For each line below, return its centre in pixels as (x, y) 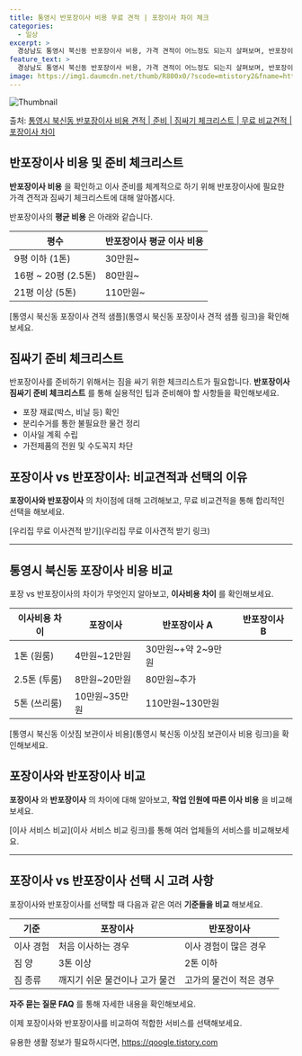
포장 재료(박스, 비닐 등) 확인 (71, 412)
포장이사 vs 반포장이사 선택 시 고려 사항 (111, 881)
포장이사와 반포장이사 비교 (77, 776)
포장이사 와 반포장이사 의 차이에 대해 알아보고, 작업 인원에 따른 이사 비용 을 (139, 799)
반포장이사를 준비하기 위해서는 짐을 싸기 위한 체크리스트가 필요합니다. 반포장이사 (150, 382)
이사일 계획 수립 (50, 435)
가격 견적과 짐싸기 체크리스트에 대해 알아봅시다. (92, 197)
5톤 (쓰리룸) (38, 703)
